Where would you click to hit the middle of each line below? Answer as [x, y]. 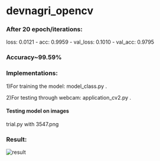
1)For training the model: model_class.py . [57, 86]
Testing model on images [38, 111]
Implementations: [32, 73]
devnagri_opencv [50, 11]
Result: [17, 139]
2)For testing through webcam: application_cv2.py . [69, 97]
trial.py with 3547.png [32, 124]
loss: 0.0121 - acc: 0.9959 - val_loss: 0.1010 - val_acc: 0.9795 [80, 42]
